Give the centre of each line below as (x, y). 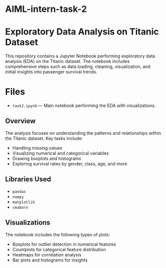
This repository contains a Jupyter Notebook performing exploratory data (80, 56)
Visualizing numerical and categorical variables (60, 153)
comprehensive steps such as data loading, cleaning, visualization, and (78, 67)
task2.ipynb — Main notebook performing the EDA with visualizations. (84, 106)
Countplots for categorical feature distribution (59, 249)
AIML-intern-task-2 (46, 9)
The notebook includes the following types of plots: (58, 234)
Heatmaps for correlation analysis (47, 255)
